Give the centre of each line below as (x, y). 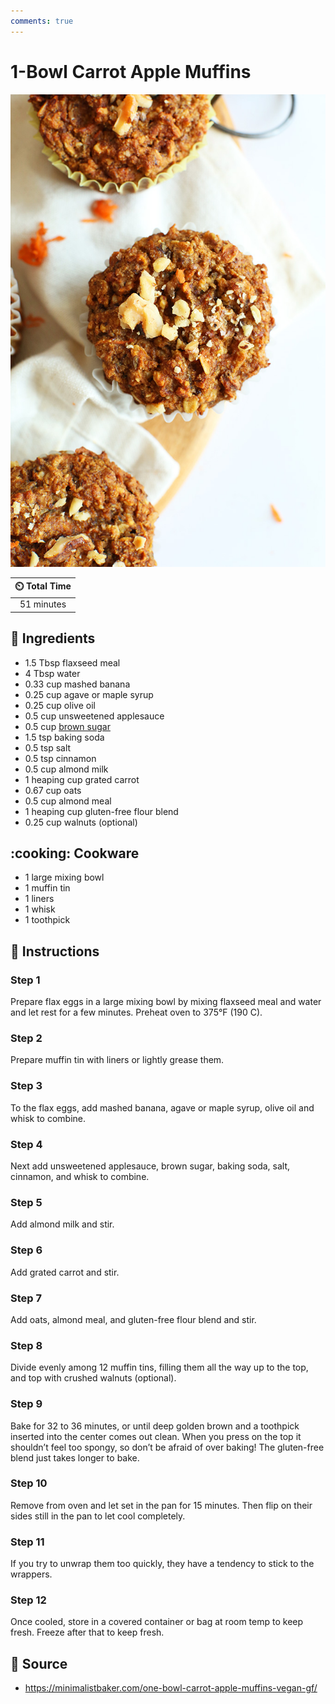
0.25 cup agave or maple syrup (89, 694)
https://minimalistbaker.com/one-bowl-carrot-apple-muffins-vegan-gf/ (171, 1688)
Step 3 (26, 1086)
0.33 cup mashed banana (77, 684)
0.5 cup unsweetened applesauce (94, 716)
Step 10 (29, 1483)
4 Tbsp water (52, 673)
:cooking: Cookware (75, 853)
